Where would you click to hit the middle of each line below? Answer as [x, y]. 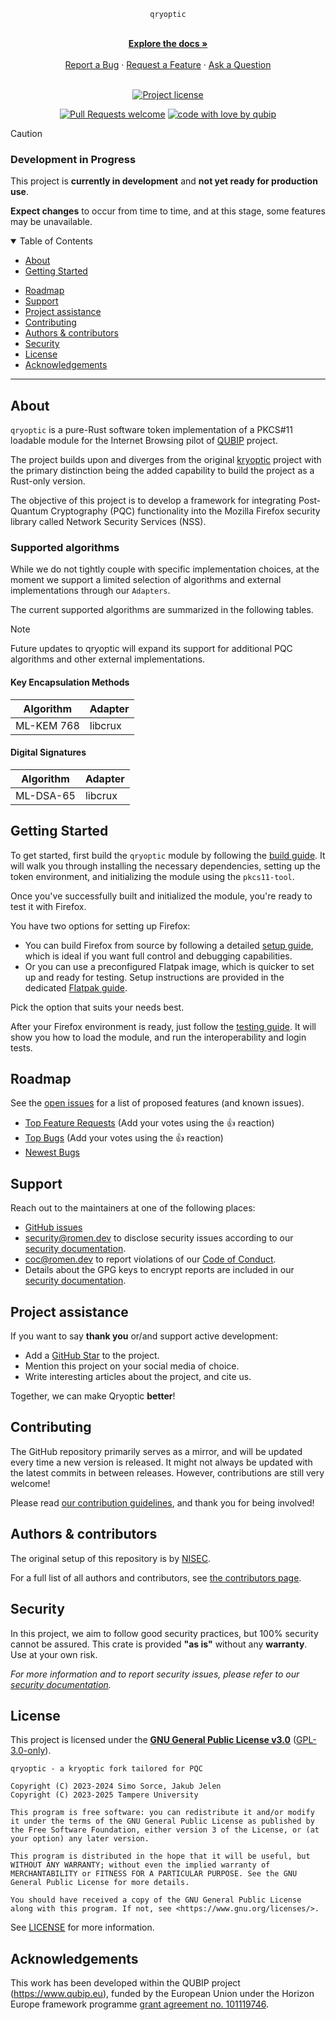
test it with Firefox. [48, 906]
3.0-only [28, 1751]
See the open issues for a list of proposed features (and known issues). [157, 1103]
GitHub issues [53, 1227]
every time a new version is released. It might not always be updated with [161, 1462]
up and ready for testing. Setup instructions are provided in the [154, 977]
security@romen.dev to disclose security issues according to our [159, 1238]
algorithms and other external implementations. [108, 659]
